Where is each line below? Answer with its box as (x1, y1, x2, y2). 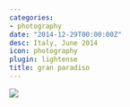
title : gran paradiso (9, 64, 91, 73)
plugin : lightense (9, 55, 78, 64)
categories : (9, 13, 54, 22)
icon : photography (9, 47, 78, 56)
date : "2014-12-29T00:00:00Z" (9, 30, 123, 39)
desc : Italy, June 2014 (9, 38, 99, 48)
